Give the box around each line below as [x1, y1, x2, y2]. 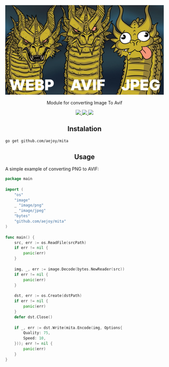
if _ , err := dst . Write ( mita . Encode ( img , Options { [14, 325, 123, 330]
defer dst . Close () [14, 315, 53, 320]
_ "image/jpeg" [14, 208, 46, 213]
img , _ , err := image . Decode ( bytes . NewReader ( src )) [14, 267, 125, 272]
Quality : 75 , [23, 330, 51, 336]
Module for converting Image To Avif [46, 99, 123, 105]
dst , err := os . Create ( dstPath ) [14, 293, 82, 298]
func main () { [5, 234, 35, 240]
